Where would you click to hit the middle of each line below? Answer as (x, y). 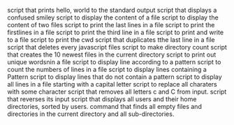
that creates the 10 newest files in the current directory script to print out (112, 54)
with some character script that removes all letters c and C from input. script (117, 91)
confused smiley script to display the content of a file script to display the (113, 17)
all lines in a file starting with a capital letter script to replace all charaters (112, 84)
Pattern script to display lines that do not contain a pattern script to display (115, 77)
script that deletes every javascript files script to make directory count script (117, 47)
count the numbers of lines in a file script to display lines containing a (107, 69)
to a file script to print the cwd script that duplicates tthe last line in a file (111, 40)
